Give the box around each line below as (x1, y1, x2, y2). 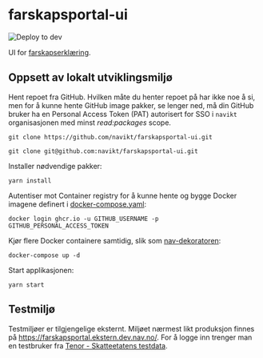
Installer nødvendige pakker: (8, 161, 102, 171)
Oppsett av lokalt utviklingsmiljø (8, 70, 173, 85)
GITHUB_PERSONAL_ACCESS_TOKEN (8, 222, 110, 230)
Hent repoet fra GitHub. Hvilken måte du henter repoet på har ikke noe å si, (8, 92, 256, 102)
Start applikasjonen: (8, 265, 74, 275)
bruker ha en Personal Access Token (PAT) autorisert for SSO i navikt (8, 109, 237, 119)
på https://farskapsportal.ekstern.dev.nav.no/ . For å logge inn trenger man (8, 332, 253, 342)
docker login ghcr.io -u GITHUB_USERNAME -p (8, 215, 159, 223)
